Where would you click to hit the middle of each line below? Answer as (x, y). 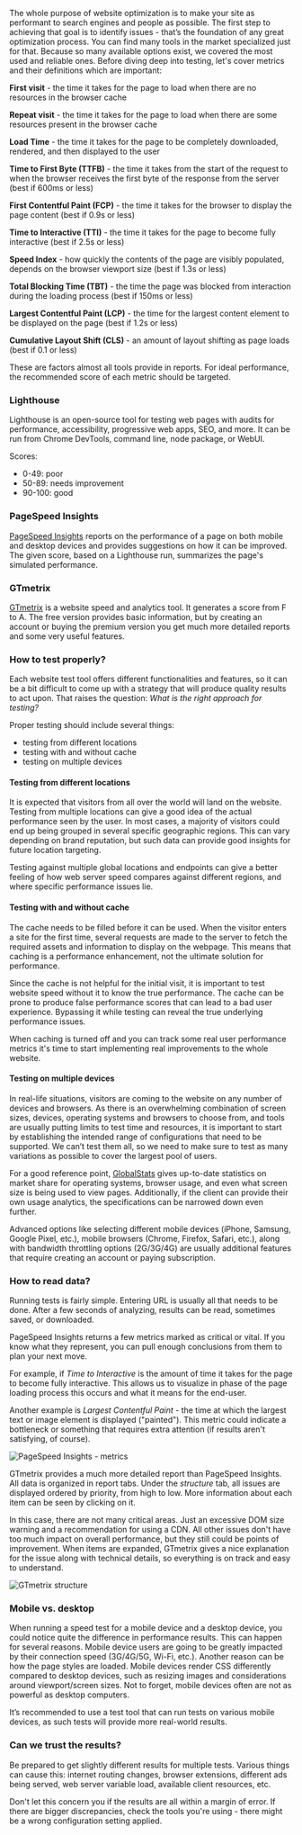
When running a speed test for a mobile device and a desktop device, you (146, 1628)
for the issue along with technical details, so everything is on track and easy (150, 1558)
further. (23, 1211)
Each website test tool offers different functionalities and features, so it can (148, 679)
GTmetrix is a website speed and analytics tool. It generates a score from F (148, 607)
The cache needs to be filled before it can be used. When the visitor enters (148, 927)
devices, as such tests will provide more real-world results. (118, 1722)
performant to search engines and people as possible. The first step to (140, 22)
